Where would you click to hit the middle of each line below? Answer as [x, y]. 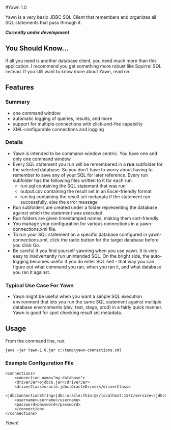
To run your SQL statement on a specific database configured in [80, 234]
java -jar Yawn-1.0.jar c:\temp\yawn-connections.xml [64, 350]
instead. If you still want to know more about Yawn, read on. [68, 71]
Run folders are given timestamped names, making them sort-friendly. [86, 218]
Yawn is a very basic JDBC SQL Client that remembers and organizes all [81, 17]
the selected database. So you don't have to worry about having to [82, 169]
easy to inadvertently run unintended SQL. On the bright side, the [81, 256]
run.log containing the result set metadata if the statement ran [85, 196]
